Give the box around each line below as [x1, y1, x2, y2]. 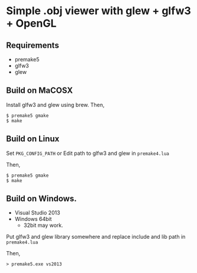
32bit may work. [23, 222, 63, 229]
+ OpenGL [6, 17, 57, 30]
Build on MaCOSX [6, 86, 73, 96]
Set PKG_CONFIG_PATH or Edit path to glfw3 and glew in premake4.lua [6, 149, 170, 157]
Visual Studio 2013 [14, 209, 60, 216]
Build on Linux [6, 134, 60, 144]
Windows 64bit [14, 216, 52, 223]
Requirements [6, 40, 59, 50]
